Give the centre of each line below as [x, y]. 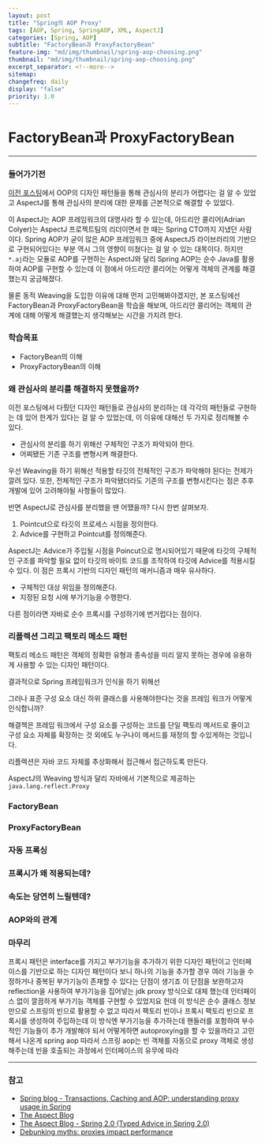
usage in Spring [45, 1106]
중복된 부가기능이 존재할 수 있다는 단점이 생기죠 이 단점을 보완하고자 [140, 981]
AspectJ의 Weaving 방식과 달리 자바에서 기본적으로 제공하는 [102, 778]
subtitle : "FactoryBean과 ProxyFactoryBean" [82, 45]
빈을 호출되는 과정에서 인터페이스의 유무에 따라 [107, 1051]
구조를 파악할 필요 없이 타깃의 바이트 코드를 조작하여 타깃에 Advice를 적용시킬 [136, 561]
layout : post [30, 15]
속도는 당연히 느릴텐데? [50, 896]
